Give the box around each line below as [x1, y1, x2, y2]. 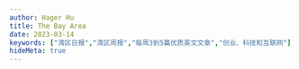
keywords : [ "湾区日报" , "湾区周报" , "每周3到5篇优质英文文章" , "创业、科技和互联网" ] [9, 38, 292, 47]
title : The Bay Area [9, 22, 87, 30]
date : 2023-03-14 [9, 30, 75, 39]
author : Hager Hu [9, 13, 75, 22]
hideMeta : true [9, 47, 67, 56]
